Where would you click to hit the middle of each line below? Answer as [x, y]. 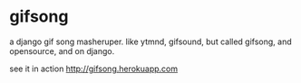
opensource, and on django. [62, 51]
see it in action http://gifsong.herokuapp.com [94, 69]
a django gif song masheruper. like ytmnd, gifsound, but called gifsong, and [150, 41]
